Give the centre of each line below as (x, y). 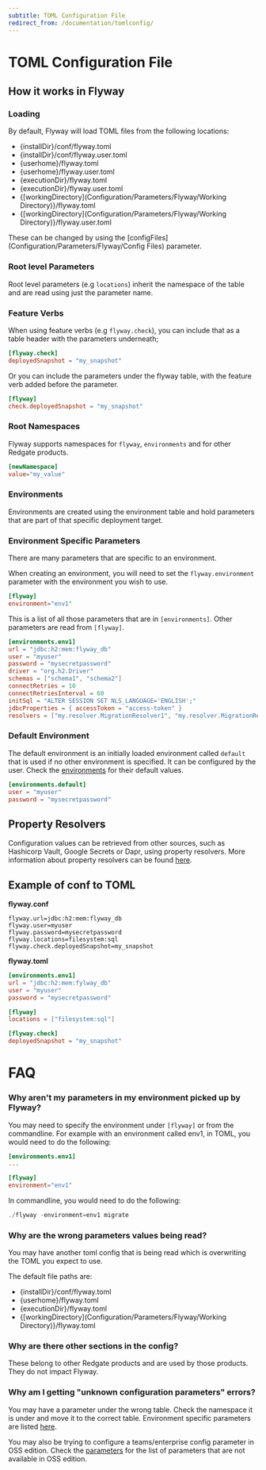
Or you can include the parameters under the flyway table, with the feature (130, 376)
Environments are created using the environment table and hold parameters (131, 512)
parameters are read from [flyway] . (66, 627)
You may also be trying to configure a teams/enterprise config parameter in (131, 1441)
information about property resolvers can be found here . (100, 860)
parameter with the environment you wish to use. (88, 582)
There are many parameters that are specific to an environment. (112, 558)
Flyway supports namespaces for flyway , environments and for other (120, 443)
